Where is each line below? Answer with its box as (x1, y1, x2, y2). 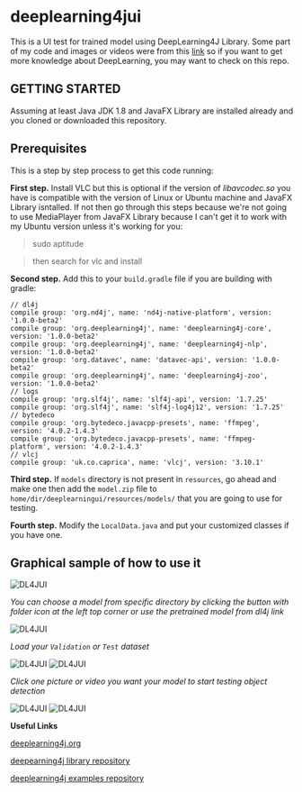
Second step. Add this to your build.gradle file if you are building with (10, 273, 273, 284)
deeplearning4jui (10, 6, 142, 27)
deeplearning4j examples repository (10, 773, 145, 784)
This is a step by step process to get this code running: (10, 165, 214, 176)
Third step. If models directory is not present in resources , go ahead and (10, 473, 277, 484)
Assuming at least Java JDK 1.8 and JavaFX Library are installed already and (10, 105, 294, 116)
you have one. (10, 529, 63, 540)
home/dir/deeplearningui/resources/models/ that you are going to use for (10, 493, 283, 504)
